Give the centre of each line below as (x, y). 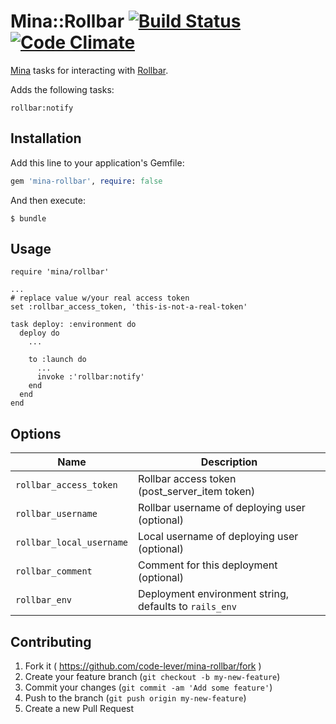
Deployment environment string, (214, 594)
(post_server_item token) (197, 492)
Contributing (51, 641)
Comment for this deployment (208, 565)
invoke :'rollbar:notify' (90, 377)
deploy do (39, 333)
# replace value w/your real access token (100, 298)
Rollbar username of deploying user (222, 508)
